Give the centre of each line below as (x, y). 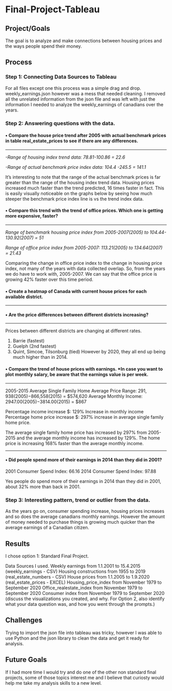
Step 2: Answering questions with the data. (60, 123)
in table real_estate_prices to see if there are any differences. (72, 141)
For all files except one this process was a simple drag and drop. (73, 88)
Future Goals (26, 660)
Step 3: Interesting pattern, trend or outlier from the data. (78, 500)
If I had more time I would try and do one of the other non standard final (81, 672)
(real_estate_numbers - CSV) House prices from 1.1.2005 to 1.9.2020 (78, 577)
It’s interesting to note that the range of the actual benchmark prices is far (83, 177)
